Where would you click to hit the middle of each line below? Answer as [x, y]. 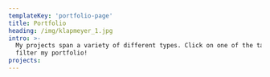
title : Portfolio [37, 23]
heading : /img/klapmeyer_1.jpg [61, 30]
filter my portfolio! [52, 53]
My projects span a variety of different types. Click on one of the [134, 46]
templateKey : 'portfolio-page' [61, 16]
